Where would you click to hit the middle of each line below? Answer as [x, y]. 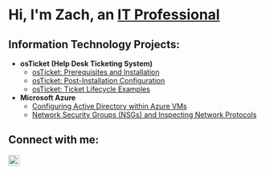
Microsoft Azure [48, 97]
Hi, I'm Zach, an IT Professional [114, 15]
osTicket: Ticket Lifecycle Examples [91, 89]
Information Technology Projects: [94, 45]
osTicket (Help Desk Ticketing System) [86, 63]
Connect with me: [54, 140]
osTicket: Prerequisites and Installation [96, 72]
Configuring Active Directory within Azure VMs [109, 106]
